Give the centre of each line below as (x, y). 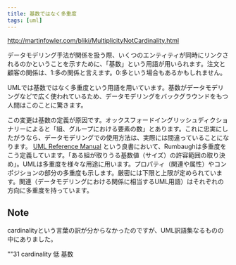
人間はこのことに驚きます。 (47, 105)
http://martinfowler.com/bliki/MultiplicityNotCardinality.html (93, 40)
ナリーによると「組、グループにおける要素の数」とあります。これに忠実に (115, 129)
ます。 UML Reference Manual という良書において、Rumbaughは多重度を (120, 146)
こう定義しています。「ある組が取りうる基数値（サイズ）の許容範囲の (107, 155)
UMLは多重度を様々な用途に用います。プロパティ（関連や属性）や (118, 164)
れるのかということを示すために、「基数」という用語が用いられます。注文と (117, 63)
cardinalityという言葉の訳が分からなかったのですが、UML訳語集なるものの (116, 231)
